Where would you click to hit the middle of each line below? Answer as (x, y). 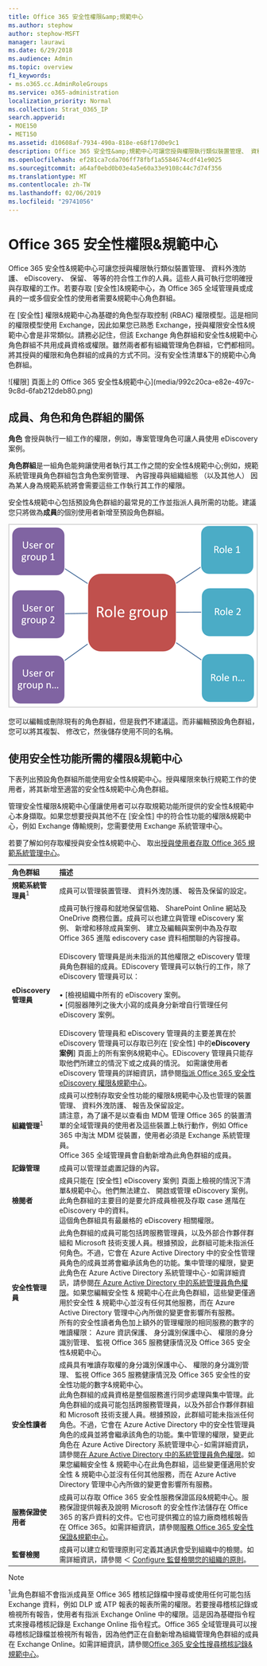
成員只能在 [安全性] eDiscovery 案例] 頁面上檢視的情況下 (152, 1180)
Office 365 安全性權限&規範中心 (113, 245)
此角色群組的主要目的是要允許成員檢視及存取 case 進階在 (153, 1200)
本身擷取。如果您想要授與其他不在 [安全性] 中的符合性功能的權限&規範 (130, 816)
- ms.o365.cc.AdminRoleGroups (58, 84)
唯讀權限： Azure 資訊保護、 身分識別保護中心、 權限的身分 (156, 1333)
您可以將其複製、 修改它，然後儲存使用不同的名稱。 (93, 731)
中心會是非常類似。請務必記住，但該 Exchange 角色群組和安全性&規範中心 (136, 335)
